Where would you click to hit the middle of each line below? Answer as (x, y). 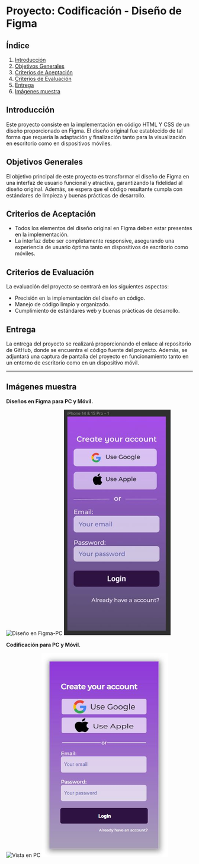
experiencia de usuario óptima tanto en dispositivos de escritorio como (101, 247)
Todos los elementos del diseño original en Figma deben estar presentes (103, 228)
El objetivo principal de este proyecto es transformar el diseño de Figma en (98, 176)
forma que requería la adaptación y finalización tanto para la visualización (96, 137)
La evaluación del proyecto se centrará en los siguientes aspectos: (87, 287)
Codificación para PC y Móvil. (44, 645)
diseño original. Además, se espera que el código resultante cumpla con (94, 189)
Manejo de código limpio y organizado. (62, 304)
